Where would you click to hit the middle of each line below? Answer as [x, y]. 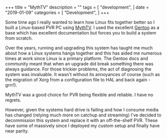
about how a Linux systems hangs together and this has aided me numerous [83, 53]
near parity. [17, 131]
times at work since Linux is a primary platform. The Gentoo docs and [77, 58]
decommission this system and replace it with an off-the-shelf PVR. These [82, 120]
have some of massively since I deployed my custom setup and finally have [83, 125]
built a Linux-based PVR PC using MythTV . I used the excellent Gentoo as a [82, 27]
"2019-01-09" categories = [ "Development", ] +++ [57, 12]
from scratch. [19, 38]
